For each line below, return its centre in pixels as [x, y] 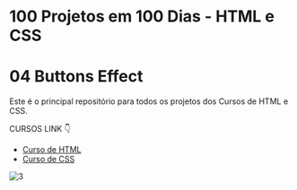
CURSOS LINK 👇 [40, 129]
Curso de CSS [48, 160]
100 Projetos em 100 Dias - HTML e [142, 17]
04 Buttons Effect [76, 77]
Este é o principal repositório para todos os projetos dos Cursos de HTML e [149, 101]
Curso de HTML [52, 150]
